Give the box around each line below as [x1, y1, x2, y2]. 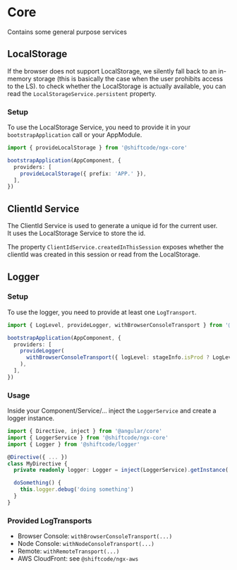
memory [7, 74, 32, 83]
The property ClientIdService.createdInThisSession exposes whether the [7, 243, 224, 251]
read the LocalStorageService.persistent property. [7, 89, 157, 97]
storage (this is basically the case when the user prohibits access [32, 74, 224, 83]
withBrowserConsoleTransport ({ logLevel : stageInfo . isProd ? [25, 354, 210, 361]
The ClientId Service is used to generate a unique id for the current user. [7, 222, 218, 230]
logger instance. [7, 414, 55, 422]
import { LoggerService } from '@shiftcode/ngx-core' [7, 434, 169, 441]
